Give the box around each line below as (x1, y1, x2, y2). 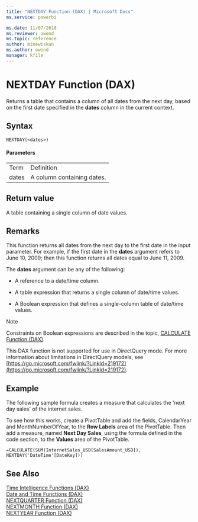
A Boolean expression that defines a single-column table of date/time (14, 300, 184, 308)
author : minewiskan (6, 41, 54, 47)
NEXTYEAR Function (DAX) (6, 509, 72, 516)
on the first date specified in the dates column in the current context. (6, 104, 174, 111)
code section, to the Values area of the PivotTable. (6, 436, 130, 443)
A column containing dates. (30, 173, 106, 181)
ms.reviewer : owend (6, 30, 54, 36)
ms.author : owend (6, 47, 49, 53)
